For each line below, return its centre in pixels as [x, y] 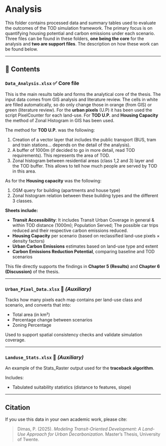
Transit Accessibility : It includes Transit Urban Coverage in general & [83, 220]
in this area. [24, 171]
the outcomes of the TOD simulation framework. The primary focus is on [79, 28]
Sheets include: [21, 210]
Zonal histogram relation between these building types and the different [85, 195]
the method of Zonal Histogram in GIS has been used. [60, 120]
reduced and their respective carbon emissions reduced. [70, 230]
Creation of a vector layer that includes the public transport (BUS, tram [84, 139]
